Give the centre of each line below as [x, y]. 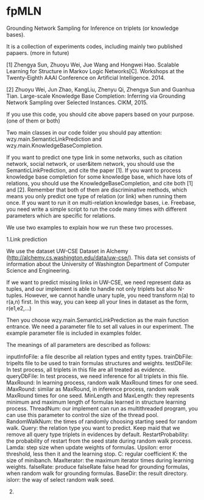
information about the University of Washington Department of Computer [98, 264]
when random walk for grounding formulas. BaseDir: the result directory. [97, 473]
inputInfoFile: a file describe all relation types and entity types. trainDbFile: [100, 356]
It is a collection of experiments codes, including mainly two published [94, 46]
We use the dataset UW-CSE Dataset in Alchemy [67, 251]
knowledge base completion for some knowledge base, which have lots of [100, 177]
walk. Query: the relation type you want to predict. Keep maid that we [93, 427]
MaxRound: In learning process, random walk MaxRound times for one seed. [102, 382]
